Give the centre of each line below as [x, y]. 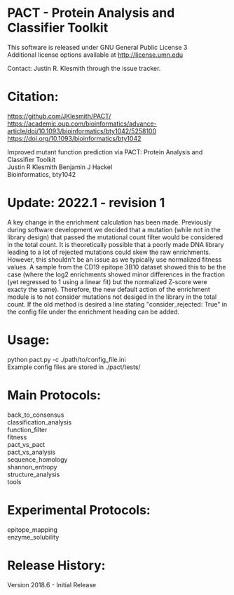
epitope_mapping [33, 529]
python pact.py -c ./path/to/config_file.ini [67, 359]
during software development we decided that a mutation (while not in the [114, 229]
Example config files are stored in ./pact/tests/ [74, 367]
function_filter [27, 429]
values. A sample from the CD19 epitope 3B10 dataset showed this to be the [117, 267]
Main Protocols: [54, 395]
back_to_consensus [36, 415]
